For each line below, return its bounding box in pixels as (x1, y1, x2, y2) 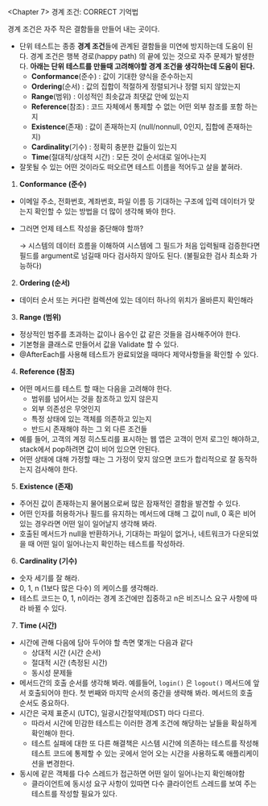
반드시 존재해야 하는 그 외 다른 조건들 (31, 424, 148, 434)
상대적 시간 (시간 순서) (31, 648, 101, 657)
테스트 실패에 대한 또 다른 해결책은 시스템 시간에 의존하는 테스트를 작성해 (31, 738, 259, 748)
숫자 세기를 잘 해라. (19, 573, 80, 583)
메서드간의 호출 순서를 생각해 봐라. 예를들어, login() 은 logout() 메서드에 (19, 678, 251, 688)
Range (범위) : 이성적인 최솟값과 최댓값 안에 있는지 (31, 92, 190, 101)
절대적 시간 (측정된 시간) (31, 658, 108, 667)
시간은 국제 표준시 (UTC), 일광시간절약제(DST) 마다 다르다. (19, 708, 204, 717)
